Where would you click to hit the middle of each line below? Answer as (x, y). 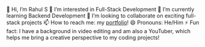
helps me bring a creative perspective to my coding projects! (83, 37)
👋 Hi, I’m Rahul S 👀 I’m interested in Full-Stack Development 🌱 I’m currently (100, 9)
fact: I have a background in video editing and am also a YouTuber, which (99, 31)
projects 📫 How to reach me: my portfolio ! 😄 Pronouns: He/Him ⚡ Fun (110, 22)
